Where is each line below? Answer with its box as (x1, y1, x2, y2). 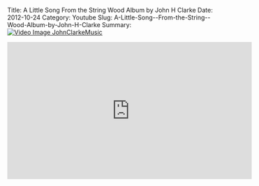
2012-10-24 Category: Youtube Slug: (7, 13, 113, 22)
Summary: (102, 21, 132, 29)
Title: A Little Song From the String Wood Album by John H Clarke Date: (7, 6, 213, 14)
